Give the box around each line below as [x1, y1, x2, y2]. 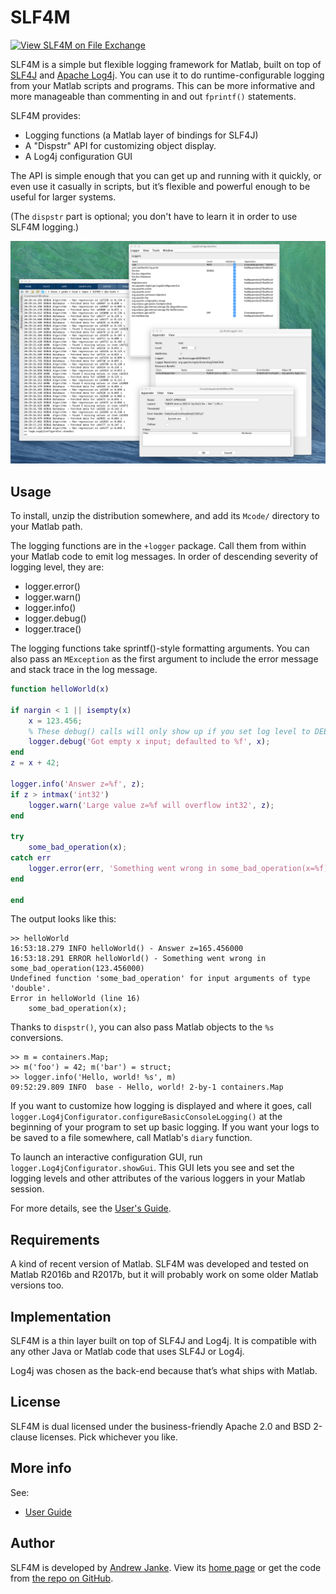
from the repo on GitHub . [10, 1572, 114, 1584]
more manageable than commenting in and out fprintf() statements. [10, 90, 297, 102]
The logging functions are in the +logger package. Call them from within [10, 540, 307, 552]
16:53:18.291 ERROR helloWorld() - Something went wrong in [10, 954, 267, 964]
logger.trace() [24, 623, 82, 635]
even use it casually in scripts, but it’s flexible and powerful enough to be [10, 180, 311, 192]
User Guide [24, 1506, 72, 1518]
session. [10, 1183, 45, 1195]
